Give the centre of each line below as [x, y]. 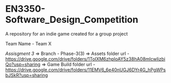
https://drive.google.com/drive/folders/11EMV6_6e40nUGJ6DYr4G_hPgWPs [85, 70]
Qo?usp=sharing [23, 64]
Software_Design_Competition [72, 20]
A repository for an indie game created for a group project [67, 34]
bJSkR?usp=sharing [27, 75]
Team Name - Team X [28, 43]
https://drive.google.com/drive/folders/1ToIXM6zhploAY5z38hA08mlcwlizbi [85, 59]
